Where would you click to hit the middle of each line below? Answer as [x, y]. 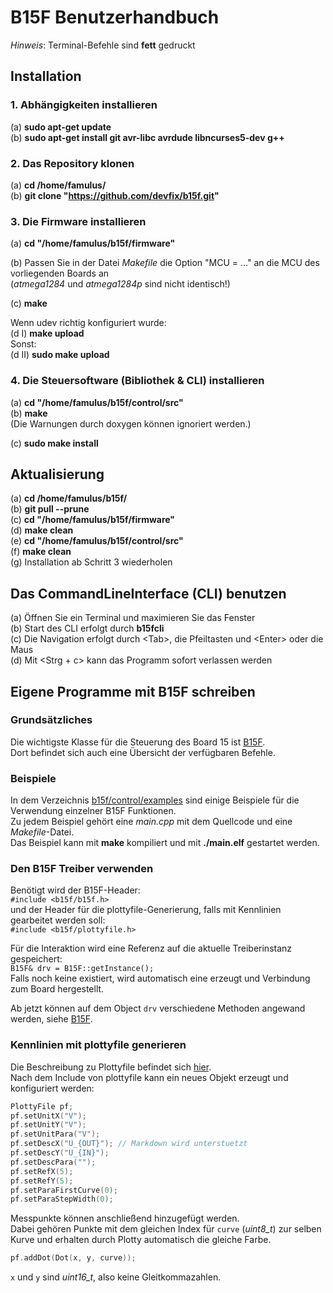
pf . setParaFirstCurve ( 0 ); [64, 1190]
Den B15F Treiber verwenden [82, 869]
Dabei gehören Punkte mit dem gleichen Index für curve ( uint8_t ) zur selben [166, 1229]
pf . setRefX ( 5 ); [42, 1171]
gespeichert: [36, 959]
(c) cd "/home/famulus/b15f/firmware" [93, 520]
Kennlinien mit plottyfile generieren [98, 1045]
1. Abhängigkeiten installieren [84, 105]
